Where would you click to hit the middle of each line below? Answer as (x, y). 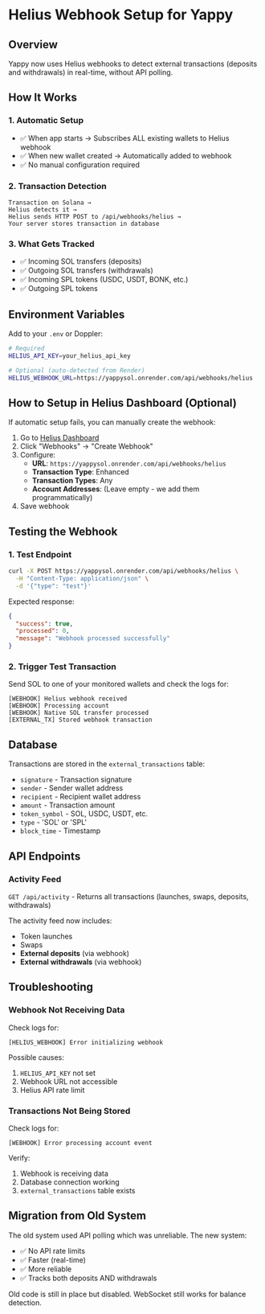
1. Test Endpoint (40, 554)
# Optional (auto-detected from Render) (77, 370)
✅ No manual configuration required (80, 164)
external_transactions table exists (77, 1190)
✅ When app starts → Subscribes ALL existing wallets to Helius (124, 138)
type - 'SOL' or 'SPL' (53, 823)
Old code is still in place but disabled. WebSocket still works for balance (127, 1294)
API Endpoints (45, 856)
